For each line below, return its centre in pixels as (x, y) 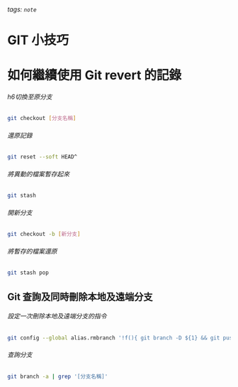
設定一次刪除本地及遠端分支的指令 (57, 316)
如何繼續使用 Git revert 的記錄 (95, 75)
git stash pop (28, 273)
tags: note (22, 9)
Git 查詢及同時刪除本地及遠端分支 (80, 296)
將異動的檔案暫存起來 (38, 174)
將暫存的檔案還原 (32, 251)
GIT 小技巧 (38, 40)
